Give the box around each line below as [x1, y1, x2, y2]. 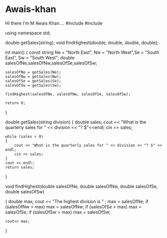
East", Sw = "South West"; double [5, 54, 75, 61]
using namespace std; [5, 30, 51, 36]
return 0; [5, 100, 26, 105]
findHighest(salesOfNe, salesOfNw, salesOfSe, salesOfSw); [5, 91, 131, 96]
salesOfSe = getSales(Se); [5, 78, 61, 83]
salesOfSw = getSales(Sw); [5, 83, 61, 88]
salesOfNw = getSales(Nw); [5, 74, 61, 79]
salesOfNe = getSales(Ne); [5, 69, 61, 75]
